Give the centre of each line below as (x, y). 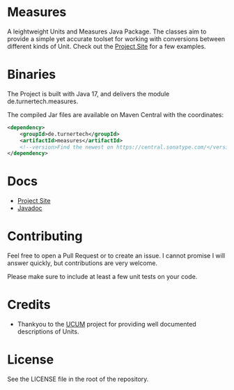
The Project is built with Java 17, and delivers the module (88, 93)
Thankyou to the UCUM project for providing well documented (107, 324)
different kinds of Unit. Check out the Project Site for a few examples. (107, 46)
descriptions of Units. (48, 331)
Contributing (45, 236)
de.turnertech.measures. (43, 101)
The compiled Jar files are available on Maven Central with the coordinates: (116, 114)
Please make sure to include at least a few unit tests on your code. (102, 277)
